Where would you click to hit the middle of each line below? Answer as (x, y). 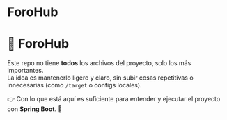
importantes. (25, 71)
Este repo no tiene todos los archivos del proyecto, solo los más (99, 63)
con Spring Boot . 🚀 (35, 109)
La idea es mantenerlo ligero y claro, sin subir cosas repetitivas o (100, 78)
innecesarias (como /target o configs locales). (75, 85)
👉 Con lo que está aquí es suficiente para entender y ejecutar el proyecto (114, 99)
